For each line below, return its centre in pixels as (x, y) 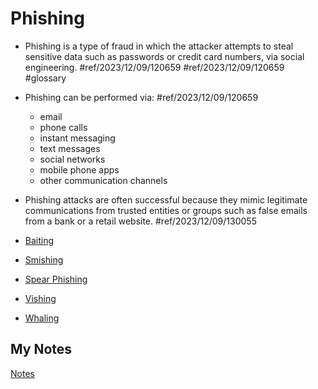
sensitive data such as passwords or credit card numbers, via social (164, 56)
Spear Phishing (56, 279)
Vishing (40, 298)
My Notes (41, 349)
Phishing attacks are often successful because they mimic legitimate (166, 199)
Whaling (42, 318)
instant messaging (77, 138)
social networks (72, 159)
